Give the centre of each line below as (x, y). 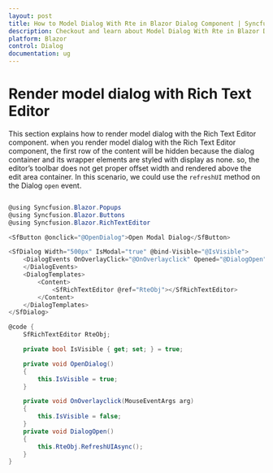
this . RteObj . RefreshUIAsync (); (91, 447)
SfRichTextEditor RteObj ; (67, 335)
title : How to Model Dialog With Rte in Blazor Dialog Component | (125, 24)
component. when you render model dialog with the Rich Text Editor (122, 142)
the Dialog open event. (45, 185)
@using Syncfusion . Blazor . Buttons (67, 215)
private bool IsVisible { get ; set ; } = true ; (103, 349)
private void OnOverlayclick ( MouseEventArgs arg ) (109, 401)
